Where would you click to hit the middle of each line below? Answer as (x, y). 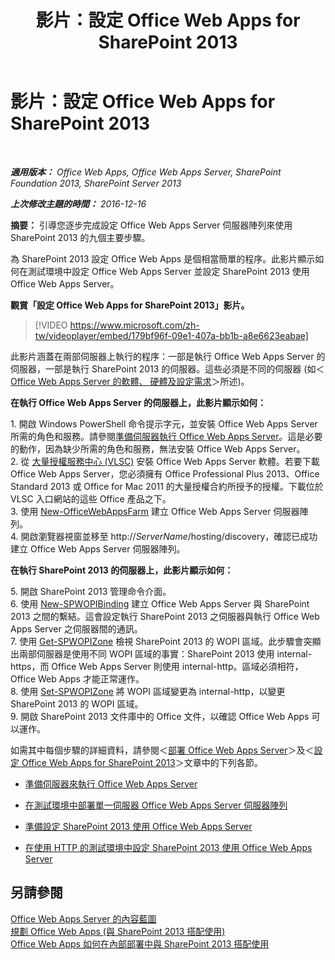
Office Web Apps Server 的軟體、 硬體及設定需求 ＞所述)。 (130, 381)
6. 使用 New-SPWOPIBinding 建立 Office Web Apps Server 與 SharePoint (160, 603)
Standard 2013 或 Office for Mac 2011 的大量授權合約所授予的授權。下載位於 (167, 486)
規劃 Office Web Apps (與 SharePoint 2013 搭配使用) (118, 931)
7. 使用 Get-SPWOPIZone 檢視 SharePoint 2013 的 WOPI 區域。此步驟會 (157, 641)
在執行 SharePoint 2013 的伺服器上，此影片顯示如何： (122, 570)
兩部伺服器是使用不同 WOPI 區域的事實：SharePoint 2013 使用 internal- (165, 653)
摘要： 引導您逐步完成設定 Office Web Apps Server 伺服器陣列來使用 (151, 225)
